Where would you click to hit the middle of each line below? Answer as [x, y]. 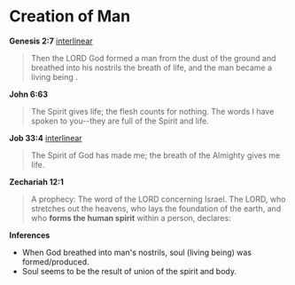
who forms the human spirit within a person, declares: [131, 218]
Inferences [30, 235]
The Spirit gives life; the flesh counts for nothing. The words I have [152, 111]
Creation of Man [70, 16]
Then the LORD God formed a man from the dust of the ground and [153, 58]
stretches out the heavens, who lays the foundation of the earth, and [156, 208]
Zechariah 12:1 [36, 182]
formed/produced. [56, 261]
